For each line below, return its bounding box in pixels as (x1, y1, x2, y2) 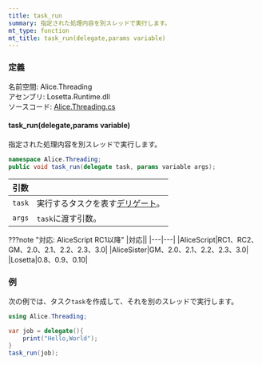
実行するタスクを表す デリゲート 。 (36, 198, 165, 209)
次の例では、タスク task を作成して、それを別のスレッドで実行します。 (8, 296, 239, 306)
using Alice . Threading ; (8, 312, 88, 320)
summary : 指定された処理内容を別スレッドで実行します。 (8, 19, 171, 27)
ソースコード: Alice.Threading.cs (8, 102, 116, 111)
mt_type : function (8, 26, 69, 34)
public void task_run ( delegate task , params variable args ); (8, 162, 216, 170)
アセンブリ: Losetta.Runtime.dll (8, 91, 110, 101)
